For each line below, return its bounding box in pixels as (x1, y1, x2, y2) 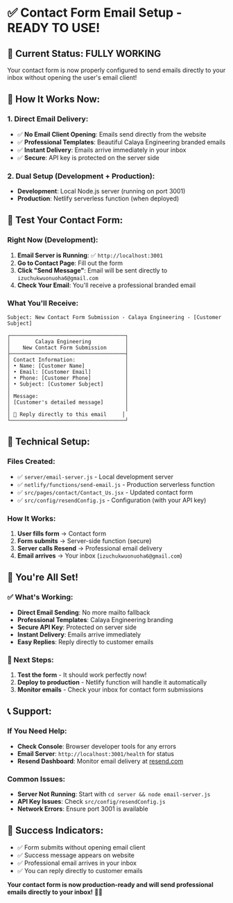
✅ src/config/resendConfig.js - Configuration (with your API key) (17, 496, 207, 504)
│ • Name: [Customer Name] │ (7, 362, 129, 369)
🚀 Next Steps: (7, 655, 54, 664)
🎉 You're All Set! (7, 571, 78, 583)
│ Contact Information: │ (7, 356, 129, 363)
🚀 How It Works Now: (7, 94, 101, 105)
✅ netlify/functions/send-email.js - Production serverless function (17, 480, 215, 488)
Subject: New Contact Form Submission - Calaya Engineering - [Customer (7, 313, 222, 320)
